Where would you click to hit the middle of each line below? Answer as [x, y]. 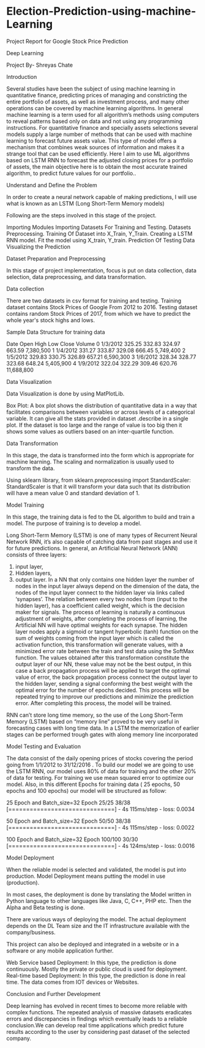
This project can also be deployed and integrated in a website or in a [93, 944]
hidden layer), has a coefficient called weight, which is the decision [100, 605]
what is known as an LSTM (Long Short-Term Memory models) [86, 203]
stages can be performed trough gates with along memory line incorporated [102, 734]
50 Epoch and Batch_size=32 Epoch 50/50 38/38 [69, 821]
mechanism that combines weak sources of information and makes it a [95, 147]
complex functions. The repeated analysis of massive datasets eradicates [99, 1012]
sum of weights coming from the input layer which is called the [94, 638]
